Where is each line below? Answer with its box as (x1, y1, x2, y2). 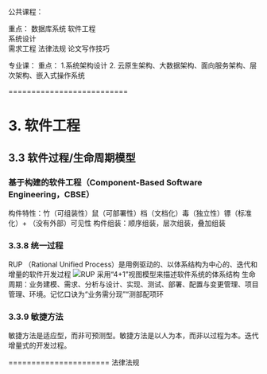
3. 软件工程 (8, 117, 81, 135)
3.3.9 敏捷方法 (8, 311, 64, 322)
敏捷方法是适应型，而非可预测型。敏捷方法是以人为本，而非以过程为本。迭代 (8, 331, 259, 341)
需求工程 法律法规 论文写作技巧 (8, 44, 110, 53)
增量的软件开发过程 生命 (8, 270, 256, 279)
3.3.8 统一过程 (8, 240, 64, 251)
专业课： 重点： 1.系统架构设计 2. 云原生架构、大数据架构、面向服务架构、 (8, 60, 250, 70)
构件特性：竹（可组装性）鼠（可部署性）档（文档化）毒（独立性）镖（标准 (8, 208, 252, 217)
